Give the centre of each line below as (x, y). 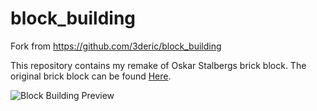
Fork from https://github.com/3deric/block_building (116, 46)
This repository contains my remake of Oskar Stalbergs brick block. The (158, 65)
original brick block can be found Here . (91, 76)
